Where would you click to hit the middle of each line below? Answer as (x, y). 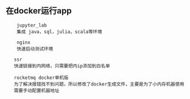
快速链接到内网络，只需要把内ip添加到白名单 (62, 66)
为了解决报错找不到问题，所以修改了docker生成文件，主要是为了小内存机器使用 (99, 84)
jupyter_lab (32, 25)
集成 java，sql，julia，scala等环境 (59, 32)
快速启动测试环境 (35, 49)
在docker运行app (39, 11)
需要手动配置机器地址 (37, 90)
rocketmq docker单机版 (41, 78)
